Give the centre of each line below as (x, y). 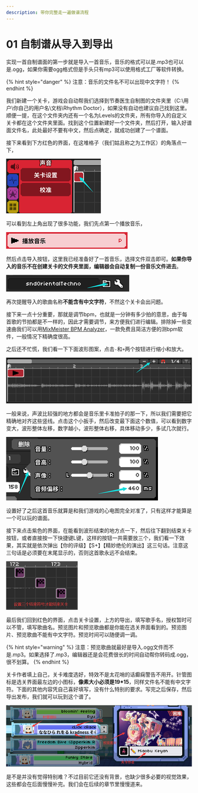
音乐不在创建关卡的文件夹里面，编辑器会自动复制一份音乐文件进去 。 (99, 266)
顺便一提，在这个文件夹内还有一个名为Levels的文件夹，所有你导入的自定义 (97, 115)
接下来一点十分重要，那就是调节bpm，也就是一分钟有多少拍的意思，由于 (94, 314)
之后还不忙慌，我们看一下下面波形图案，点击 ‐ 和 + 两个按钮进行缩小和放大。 (97, 349)
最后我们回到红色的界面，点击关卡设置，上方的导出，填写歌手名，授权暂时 (96, 620)
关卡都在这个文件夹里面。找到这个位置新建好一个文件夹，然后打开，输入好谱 (99, 123)
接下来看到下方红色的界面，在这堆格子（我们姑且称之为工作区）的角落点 (94, 142)
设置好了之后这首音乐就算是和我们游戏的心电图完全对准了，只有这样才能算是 (99, 511)
